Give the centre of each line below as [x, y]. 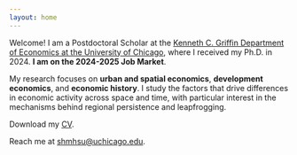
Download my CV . [42, 124]
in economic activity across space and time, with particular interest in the [143, 97]
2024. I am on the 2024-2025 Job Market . [88, 61]
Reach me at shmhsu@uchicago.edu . [78, 141]
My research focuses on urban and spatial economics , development [136, 78]
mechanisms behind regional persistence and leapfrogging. [118, 106]
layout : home [33, 17]
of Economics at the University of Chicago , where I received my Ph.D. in [141, 52]
